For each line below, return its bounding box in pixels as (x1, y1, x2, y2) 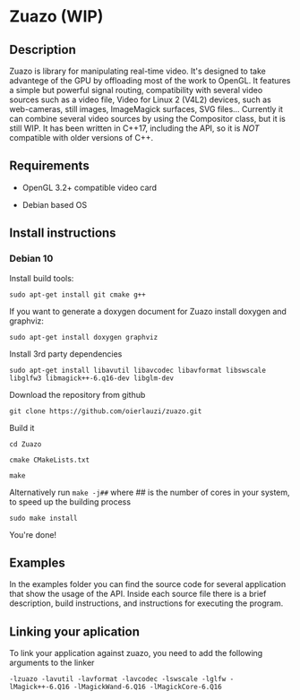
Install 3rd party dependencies (9, 348, 123, 359)
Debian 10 (9, 253, 54, 265)
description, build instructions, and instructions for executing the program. (9, 598, 284, 609)
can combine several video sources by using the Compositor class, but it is (9, 114, 287, 124)
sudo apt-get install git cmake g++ (9, 290, 146, 299)
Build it (9, 422, 35, 433)
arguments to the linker (9, 657, 95, 669)
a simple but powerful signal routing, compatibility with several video (9, 85, 263, 95)
